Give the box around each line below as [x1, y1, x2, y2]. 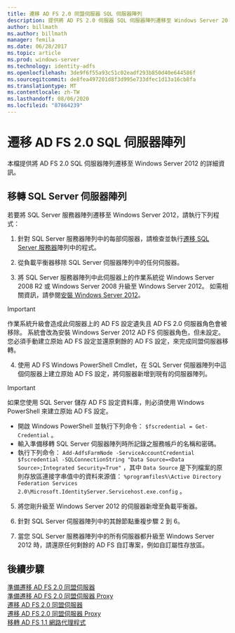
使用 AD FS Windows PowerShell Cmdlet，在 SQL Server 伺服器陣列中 [17, 361, 221, 369]
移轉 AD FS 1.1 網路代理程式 [7, 618, 86, 627]
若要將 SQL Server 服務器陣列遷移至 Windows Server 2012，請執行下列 [7, 211, 214, 219]
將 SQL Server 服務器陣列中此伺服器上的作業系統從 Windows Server [17, 272, 215, 282]
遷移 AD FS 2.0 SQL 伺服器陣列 [7, 134, 186, 151]
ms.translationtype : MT [7, 82, 77, 89]
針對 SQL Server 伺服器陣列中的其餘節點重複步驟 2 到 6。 [17, 517, 184, 525]
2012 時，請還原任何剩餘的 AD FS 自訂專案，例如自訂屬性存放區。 [17, 540, 209, 549]
